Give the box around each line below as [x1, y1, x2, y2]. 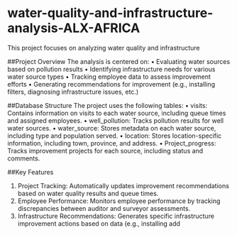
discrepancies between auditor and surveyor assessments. [17, 204, 191, 212]
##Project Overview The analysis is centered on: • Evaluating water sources [7, 57, 231, 65]
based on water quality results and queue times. [17, 189, 159, 197]
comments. [7, 154, 40, 163]
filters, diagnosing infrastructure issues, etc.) [7, 87, 139, 96]
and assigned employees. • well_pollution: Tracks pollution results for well [7, 116, 224, 125]
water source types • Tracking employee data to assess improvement [7, 72, 211, 81]
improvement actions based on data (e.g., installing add [17, 219, 181, 228]
